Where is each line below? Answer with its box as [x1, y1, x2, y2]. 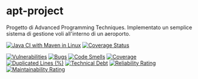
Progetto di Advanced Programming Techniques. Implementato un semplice [6, 24, 193, 31]
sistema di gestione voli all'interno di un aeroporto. [6, 30, 131, 37]
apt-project [6, 4, 64, 18]
